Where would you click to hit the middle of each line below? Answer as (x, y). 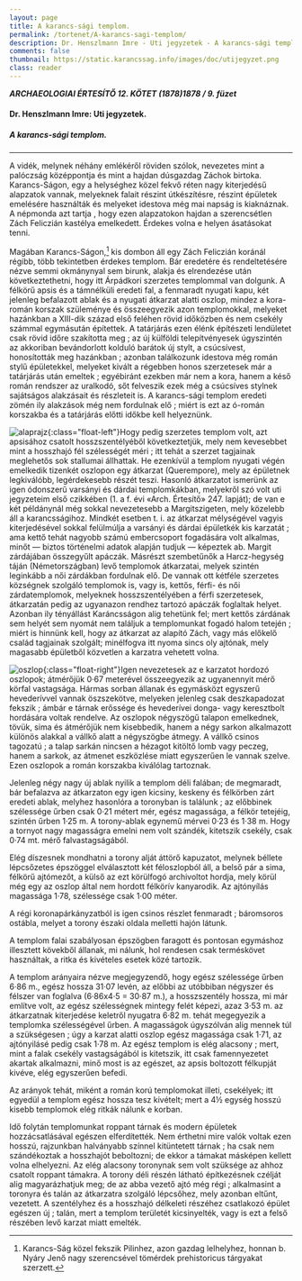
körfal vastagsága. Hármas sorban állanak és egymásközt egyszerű (135, 689)
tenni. (20, 233)
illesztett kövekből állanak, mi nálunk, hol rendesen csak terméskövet (137, 950)
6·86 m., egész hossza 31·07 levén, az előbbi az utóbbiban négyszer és (142, 986)
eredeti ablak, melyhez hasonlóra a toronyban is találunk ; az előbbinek (141, 802)
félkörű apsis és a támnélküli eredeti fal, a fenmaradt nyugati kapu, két (139, 290)
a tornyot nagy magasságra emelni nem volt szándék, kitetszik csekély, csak (151, 831)
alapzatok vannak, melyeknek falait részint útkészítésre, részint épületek (143, 195)
